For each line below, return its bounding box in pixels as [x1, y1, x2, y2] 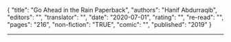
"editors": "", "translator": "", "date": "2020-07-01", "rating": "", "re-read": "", [7, 13, 224, 21]
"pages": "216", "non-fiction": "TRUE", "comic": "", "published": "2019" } [7, 21, 212, 28]
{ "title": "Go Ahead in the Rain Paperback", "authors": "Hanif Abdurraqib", [7, 6, 218, 14]
